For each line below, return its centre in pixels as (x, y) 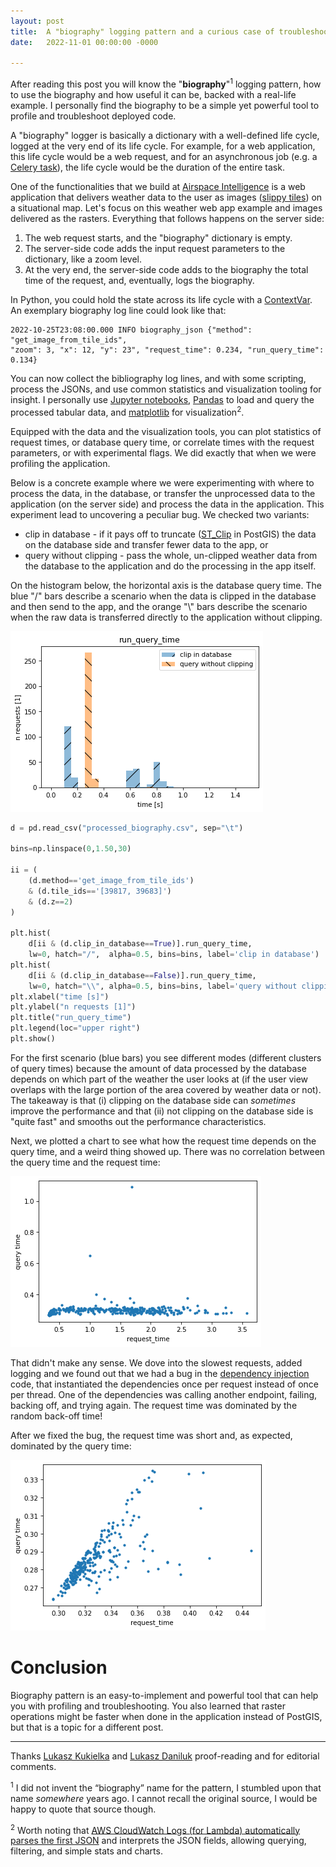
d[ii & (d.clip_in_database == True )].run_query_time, (140, 944)
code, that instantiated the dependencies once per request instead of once (165, 1384)
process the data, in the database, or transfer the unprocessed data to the (163, 493)
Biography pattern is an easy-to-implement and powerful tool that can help (164, 1695)
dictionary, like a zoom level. (83, 259)
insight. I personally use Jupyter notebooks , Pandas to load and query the (162, 399)
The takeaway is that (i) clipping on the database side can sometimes (153, 1100)
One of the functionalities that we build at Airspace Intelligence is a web (158, 186)
